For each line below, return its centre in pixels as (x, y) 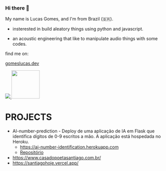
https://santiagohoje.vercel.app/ (45, 163)
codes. (19, 44)
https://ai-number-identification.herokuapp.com (69, 147)
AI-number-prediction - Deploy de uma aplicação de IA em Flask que (83, 131)
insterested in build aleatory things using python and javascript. (78, 29)
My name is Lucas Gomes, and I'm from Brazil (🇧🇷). (59, 19)
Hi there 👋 (17, 8)
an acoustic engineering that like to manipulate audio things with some (85, 39)
